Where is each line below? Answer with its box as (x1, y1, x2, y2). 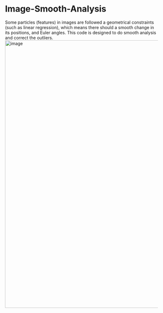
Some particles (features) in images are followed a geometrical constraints (5, 19, 154, 25)
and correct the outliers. (5, 35, 53, 41)
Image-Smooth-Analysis (5, 3, 107, 15)
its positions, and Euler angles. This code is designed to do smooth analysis (5, 30, 156, 35)
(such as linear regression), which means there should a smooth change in (5, 24, 154, 30)
